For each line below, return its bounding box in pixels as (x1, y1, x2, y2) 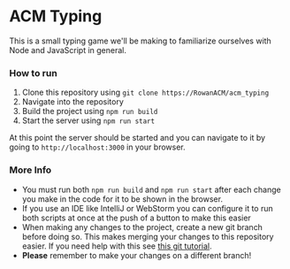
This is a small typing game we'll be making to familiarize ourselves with (9, 35, 271, 46)
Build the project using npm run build (21, 106, 158, 117)
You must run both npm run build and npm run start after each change (21, 184, 281, 195)
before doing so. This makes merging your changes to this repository (21, 231, 274, 242)
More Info (9, 164, 52, 176)
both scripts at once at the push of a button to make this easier (21, 212, 252, 223)
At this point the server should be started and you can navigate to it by (9, 133, 266, 143)
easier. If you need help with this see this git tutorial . (21, 241, 212, 251)
